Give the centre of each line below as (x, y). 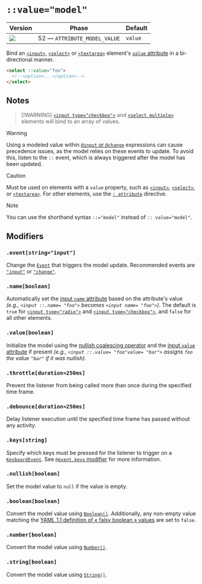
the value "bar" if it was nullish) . (46, 358)
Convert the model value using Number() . (57, 547)
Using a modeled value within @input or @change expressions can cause (95, 145)
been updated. (24, 164)
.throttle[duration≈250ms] (46, 373)
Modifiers (25, 236)
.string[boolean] (32, 562)
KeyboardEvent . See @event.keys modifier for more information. (84, 459)
